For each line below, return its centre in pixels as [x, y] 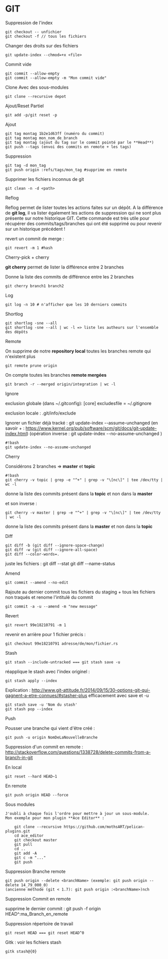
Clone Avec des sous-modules [37, 87]
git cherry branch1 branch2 [35, 286]
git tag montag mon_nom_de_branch [41, 138]
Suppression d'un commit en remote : [44, 746]
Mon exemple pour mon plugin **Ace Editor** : [55, 818]
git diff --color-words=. [32, 554]
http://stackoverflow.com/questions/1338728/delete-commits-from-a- [78, 752]
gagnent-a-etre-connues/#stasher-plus [46, 695]
